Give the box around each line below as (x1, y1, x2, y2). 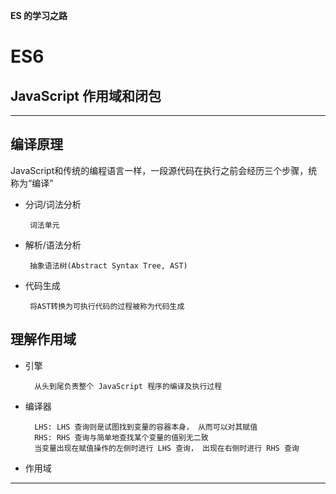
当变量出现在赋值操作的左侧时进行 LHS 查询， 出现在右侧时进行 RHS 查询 (34, 443, 300, 453)
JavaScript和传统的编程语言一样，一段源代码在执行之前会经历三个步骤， (10, 164, 309, 176)
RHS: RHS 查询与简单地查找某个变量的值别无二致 (34, 432, 209, 443)
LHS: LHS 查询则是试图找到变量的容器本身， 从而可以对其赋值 (34, 422, 258, 432)
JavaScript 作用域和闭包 (10, 87, 162, 104)
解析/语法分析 (24, 239, 82, 251)
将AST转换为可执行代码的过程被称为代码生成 (29, 301, 185, 311)
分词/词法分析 (24, 198, 82, 210)
